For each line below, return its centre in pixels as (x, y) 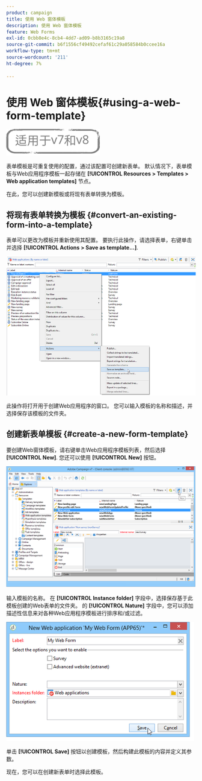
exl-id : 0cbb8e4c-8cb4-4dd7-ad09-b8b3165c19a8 (66, 38)
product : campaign (29, 13)
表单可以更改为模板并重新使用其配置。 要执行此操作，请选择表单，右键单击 (99, 240)
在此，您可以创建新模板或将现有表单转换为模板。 (67, 194)
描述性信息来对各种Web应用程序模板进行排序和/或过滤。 (76, 613)
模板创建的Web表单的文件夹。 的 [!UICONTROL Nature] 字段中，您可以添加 (100, 606)
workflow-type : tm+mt (33, 51)
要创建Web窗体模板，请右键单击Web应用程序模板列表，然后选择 (86, 450)
